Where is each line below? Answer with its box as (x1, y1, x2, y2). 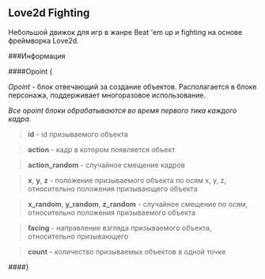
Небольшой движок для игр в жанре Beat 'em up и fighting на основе (8, 27, 243, 36)
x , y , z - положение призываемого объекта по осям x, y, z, (27, 175, 227, 185)
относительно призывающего (27, 231, 129, 241)
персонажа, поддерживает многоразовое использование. (8, 90, 206, 100)
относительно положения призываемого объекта (27, 208, 196, 217)
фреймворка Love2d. (8, 36, 79, 45)
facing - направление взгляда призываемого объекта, (27, 223, 212, 232)
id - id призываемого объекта (27, 129, 129, 139)
